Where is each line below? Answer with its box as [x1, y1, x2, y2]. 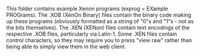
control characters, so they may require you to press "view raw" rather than [6, 37, 192, 43]
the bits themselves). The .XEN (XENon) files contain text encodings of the [6, 24, 190, 31]
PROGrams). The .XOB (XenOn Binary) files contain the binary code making [6, 11, 192, 18]
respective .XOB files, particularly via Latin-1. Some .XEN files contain [6, 30, 177, 38]
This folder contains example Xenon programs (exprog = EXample [6, 5, 168, 12]
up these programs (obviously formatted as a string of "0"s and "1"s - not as [6, 18, 194, 24]
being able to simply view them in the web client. [6, 43, 127, 50]
